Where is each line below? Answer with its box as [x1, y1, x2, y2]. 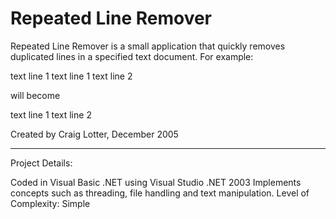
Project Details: [10, 157, 73, 169]
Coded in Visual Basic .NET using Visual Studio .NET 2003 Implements [10, 176, 302, 188]
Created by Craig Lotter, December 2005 [10, 128, 179, 140]
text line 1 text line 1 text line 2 [10, 70, 133, 82]
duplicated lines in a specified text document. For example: [10, 50, 254, 62]
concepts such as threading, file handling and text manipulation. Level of [10, 187, 310, 199]
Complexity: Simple [10, 197, 91, 209]
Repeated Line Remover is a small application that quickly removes [10, 40, 286, 52]
